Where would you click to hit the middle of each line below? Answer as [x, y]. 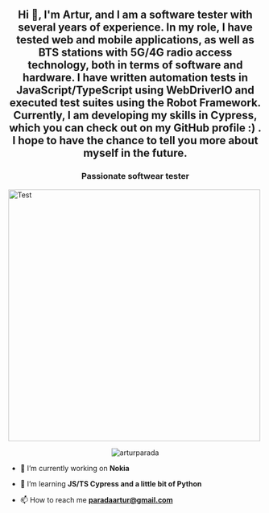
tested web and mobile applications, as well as [135, 40]
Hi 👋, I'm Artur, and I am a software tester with [135, 15]
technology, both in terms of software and [135, 65]
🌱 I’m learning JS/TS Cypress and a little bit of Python [111, 483]
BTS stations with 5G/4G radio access [135, 53]
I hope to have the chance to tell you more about [135, 141]
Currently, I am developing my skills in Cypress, [135, 116]
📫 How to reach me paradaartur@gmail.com [96, 499]
